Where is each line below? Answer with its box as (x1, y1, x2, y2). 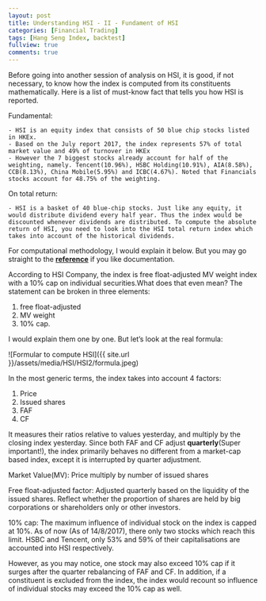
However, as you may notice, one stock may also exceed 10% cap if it (8, 559, 236, 568)
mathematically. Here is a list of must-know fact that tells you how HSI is (8, 87, 244, 96)
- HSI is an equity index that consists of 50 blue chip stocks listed (8, 126, 249, 134)
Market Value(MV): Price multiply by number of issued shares (8, 470, 209, 480)
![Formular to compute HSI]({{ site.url (8, 350, 130, 359)
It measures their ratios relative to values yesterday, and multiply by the (8, 430, 241, 439)
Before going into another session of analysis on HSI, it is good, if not (8, 71, 234, 79)
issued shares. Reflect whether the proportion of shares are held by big (8, 494, 241, 503)
